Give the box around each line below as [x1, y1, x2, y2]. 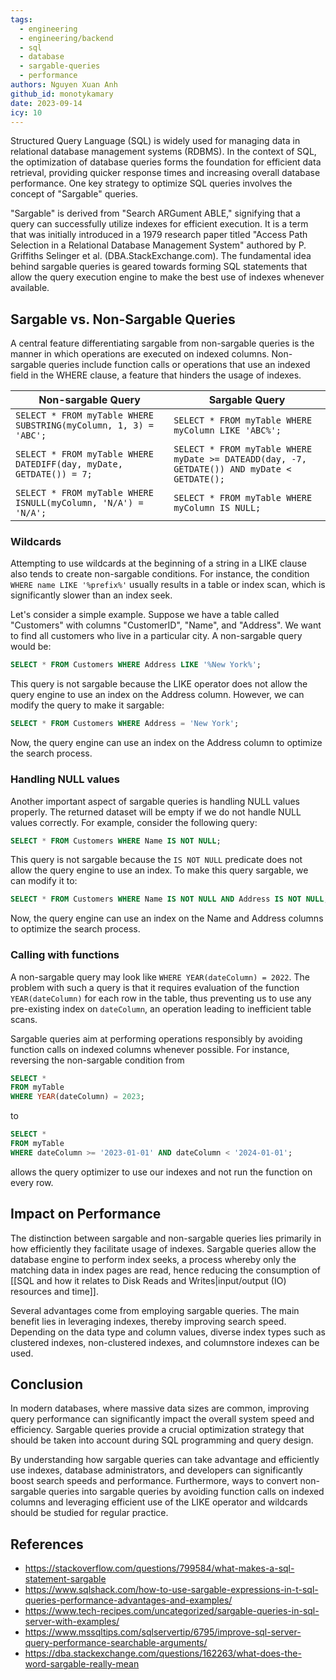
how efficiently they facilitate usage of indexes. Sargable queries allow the [10, 1242, 317, 1255]
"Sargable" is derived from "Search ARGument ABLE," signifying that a [10, 207, 301, 220]
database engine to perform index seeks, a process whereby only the [10, 1253, 297, 1265]
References [10, 1536, 84, 1553]
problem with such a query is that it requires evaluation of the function [10, 981, 300, 993]
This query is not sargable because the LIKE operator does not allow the [10, 678, 308, 690]
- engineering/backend [19, 33, 114, 43]
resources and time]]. [10, 1285, 99, 1297]
